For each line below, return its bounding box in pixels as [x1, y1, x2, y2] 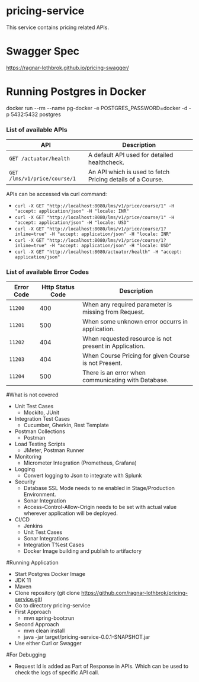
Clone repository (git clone [14, 590, 80, 597]
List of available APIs [6, 126, 68, 134]
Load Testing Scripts [14, 440, 66, 448]
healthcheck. [88, 158, 124, 167]
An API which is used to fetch [88, 168, 170, 176]
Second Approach [14, 621, 59, 628]
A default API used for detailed [88, 151, 174, 159]
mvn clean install [23, 627, 65, 635]
